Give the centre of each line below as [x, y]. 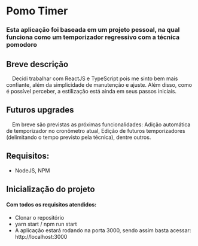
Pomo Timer [37, 11]
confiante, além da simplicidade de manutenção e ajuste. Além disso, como [99, 84]
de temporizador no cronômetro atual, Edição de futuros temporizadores [96, 130]
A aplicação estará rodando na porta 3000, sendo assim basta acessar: [103, 230]
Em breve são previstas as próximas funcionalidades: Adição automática [101, 124]
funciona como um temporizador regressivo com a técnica [93, 37]
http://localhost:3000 [41, 237]
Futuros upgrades [40, 110]
